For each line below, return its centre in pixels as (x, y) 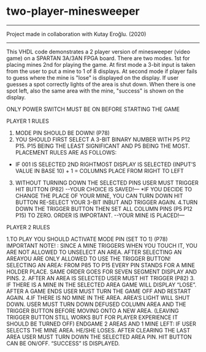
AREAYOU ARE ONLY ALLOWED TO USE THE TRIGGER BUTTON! (89, 258)
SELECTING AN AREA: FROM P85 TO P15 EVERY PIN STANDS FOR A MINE (101, 265)
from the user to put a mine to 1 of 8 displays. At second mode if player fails (102, 71)
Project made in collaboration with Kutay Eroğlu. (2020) (76, 34)
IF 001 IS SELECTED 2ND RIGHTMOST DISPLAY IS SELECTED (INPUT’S (105, 164)
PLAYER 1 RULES (28, 121)
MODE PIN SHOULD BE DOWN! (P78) (63, 132)
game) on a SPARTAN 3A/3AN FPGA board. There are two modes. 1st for (98, 58)
